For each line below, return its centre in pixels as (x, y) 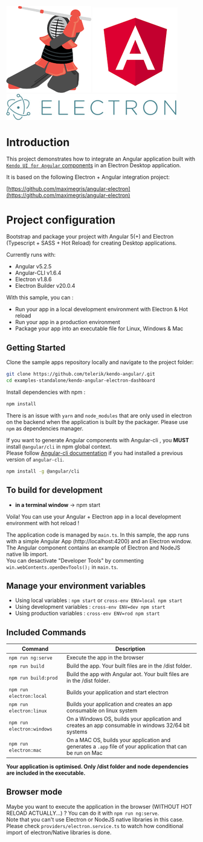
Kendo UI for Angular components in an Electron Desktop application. (94, 165)
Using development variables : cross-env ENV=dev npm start (90, 607)
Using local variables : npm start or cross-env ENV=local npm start (99, 600)
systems (77, 732)
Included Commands (46, 632)
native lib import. (27, 554)
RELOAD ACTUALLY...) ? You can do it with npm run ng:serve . (83, 813)
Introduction (38, 142)
